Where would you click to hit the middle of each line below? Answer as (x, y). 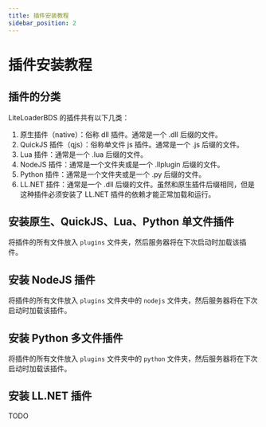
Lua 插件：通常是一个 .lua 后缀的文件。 (84, 154)
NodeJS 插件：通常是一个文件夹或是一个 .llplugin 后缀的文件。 (122, 164)
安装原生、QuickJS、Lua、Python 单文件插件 (121, 221)
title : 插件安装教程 (39, 16)
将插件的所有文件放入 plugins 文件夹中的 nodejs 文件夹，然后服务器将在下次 (133, 300)
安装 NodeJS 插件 (52, 280)
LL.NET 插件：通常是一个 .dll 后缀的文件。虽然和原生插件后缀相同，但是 (137, 184)
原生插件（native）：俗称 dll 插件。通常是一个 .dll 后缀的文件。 (121, 134)
